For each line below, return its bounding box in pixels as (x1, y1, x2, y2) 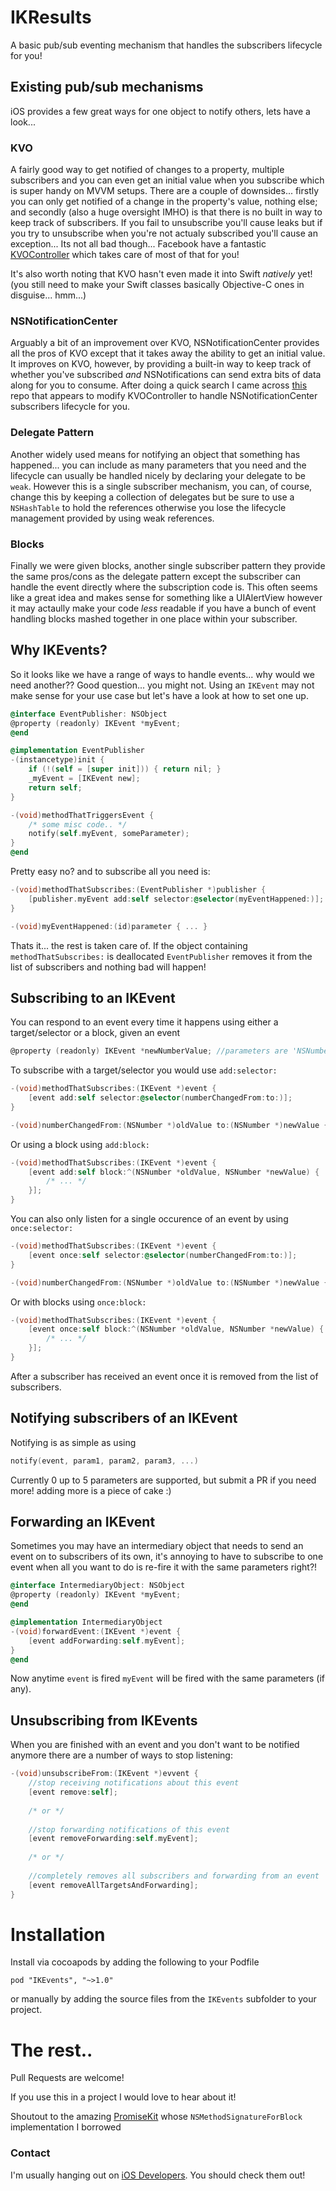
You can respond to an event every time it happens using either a (10, 1016, 279, 1028)
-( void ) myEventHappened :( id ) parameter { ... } (10, 921, 208, 931)
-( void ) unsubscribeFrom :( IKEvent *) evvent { (10, 1769, 199, 1779)
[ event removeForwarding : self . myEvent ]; (28, 1834, 199, 1844)
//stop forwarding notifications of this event (28, 1824, 230, 1835)
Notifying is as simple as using (10, 1436, 137, 1448)
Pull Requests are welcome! (10, 2072, 125, 2084)
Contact (10, 2146, 51, 2160)
